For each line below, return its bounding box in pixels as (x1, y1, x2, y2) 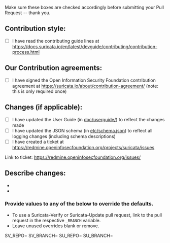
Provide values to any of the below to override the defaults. (5, 200, 154, 207)
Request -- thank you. (5, 10, 51, 16)
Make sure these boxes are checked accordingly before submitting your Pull (5, 5, 164, 10)
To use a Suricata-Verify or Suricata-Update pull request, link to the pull (12, 212, 162, 218)
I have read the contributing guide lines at (12, 38, 99, 44)
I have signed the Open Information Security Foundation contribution (12, 77, 156, 83)
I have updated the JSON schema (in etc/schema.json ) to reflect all (12, 127, 153, 133)
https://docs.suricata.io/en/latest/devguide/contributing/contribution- (12, 43, 158, 50)
